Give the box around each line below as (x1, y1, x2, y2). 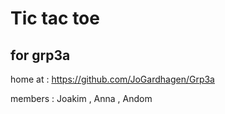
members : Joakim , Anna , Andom (10, 93, 153, 104)
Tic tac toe (10, 7, 100, 30)
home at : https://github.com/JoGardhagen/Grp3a (10, 73, 215, 85)
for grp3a (10, 47, 71, 64)
